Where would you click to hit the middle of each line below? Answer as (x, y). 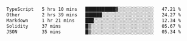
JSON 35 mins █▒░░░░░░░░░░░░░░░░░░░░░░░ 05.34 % (94, 32)
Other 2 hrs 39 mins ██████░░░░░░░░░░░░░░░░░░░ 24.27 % (94, 15)
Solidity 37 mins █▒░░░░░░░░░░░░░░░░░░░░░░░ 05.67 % (94, 26)
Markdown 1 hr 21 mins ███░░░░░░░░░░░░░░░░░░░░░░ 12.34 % (94, 20)
